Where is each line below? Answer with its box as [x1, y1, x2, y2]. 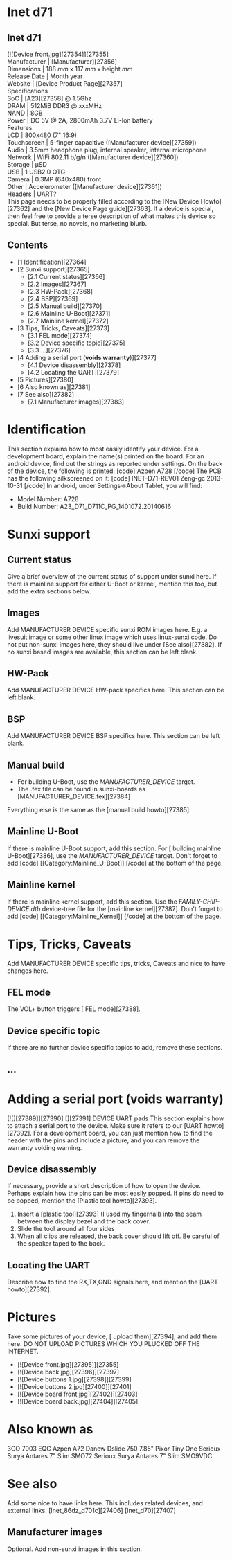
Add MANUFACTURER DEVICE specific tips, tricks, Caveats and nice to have [7, 959, 226, 967]
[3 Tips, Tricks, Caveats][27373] [17, 323, 109, 332]
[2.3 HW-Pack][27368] [27, 287, 93, 295]
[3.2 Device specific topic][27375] [27, 339, 125, 347]
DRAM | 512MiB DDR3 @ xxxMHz [7, 102, 102, 109]
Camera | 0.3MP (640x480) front [7, 175, 102, 183]
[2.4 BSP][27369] [27, 294, 78, 303]
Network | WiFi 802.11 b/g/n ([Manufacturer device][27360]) [7, 153, 179, 161]
